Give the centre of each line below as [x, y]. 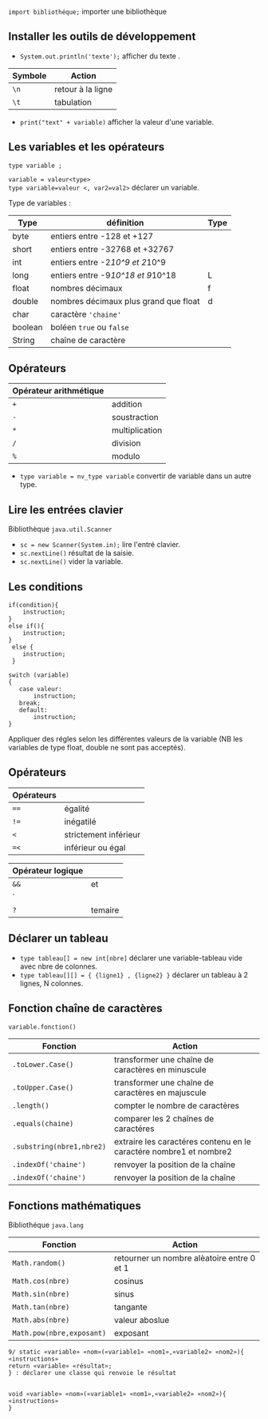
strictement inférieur [102, 834]
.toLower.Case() [43, 1064]
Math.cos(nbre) [41, 1281]
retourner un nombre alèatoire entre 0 [185, 1258]
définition [125, 222]
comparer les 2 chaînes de [164, 1118]
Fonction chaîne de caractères [85, 1008]
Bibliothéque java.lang [46, 1225]
